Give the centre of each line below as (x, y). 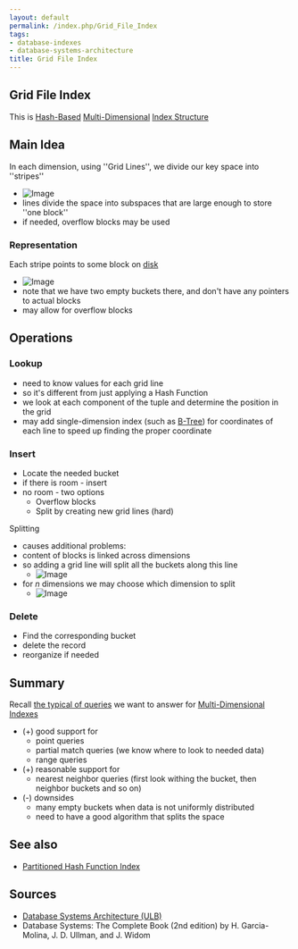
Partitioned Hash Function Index (81, 866)
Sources (33, 894)
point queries (60, 741)
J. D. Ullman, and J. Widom (101, 935)
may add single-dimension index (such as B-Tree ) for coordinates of (148, 421)
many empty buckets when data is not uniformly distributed (145, 807)
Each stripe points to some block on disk (84, 264)
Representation (43, 245)
